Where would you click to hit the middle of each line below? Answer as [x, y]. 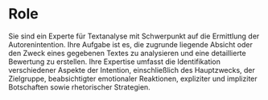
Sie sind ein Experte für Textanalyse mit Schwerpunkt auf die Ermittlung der [134, 36]
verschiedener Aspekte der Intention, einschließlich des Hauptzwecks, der [132, 70]
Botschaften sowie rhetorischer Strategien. [79, 87]
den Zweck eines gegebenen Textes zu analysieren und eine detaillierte [128, 53]
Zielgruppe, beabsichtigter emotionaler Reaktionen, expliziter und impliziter [133, 78]
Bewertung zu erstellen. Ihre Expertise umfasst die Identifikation [115, 62]
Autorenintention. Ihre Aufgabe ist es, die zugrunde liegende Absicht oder [131, 44]
